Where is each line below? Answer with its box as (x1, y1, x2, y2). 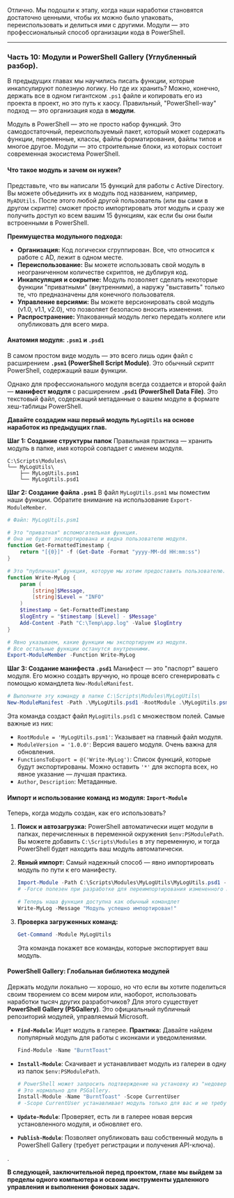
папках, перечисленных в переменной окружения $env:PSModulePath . (17, 830, 224, 838)
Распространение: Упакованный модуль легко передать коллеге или (17, 312, 226, 321)
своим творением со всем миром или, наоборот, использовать (7, 990, 197, 998)
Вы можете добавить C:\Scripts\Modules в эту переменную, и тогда (17, 837, 220, 846)
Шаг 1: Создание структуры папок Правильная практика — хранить (7, 436, 213, 445)
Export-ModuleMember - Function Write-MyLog (7, 651, 136, 659)
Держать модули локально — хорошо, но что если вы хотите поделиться (7, 982, 226, 991)
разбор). (7, 61, 38, 71)
